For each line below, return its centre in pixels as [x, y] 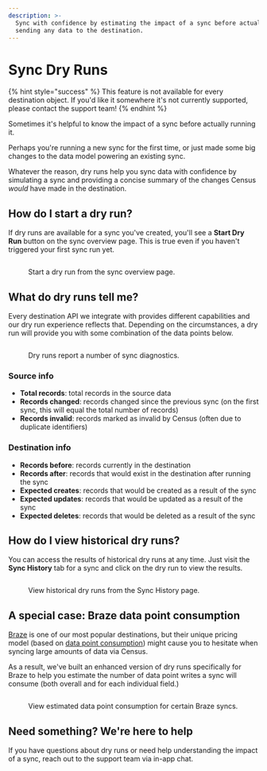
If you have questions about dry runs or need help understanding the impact [133, 750]
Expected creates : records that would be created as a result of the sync [138, 490]
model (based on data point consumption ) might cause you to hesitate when [133, 643]
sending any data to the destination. [80, 30]
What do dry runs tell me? [74, 297]
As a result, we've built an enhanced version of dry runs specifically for [125, 667]
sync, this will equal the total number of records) [99, 410]
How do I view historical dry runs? [94, 540]
